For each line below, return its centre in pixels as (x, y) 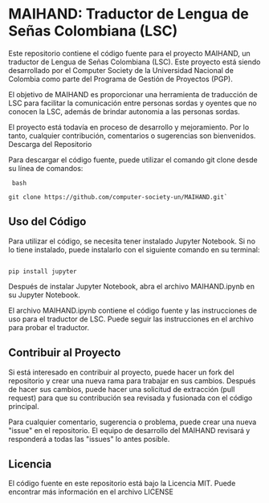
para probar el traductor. (49, 327)
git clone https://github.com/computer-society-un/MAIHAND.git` (118, 197)
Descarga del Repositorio (50, 144)
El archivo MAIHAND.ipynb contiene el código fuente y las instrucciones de (132, 310)
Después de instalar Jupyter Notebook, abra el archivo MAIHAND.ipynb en (132, 286)
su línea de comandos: (46, 168)
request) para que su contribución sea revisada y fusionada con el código (130, 398)
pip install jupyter (43, 271)
